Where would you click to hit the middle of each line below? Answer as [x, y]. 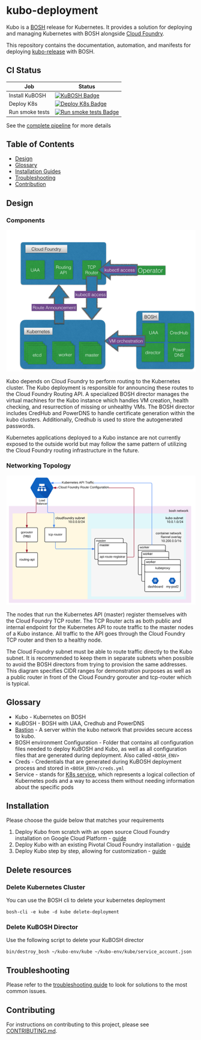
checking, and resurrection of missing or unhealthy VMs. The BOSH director [100, 407]
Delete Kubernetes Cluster [46, 887]
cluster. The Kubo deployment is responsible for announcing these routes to [100, 388]
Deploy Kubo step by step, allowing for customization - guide [90, 851]
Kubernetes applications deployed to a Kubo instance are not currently [94, 437]
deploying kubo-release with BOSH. [50, 51]
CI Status [24, 71]
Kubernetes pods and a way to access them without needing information [105, 780]
